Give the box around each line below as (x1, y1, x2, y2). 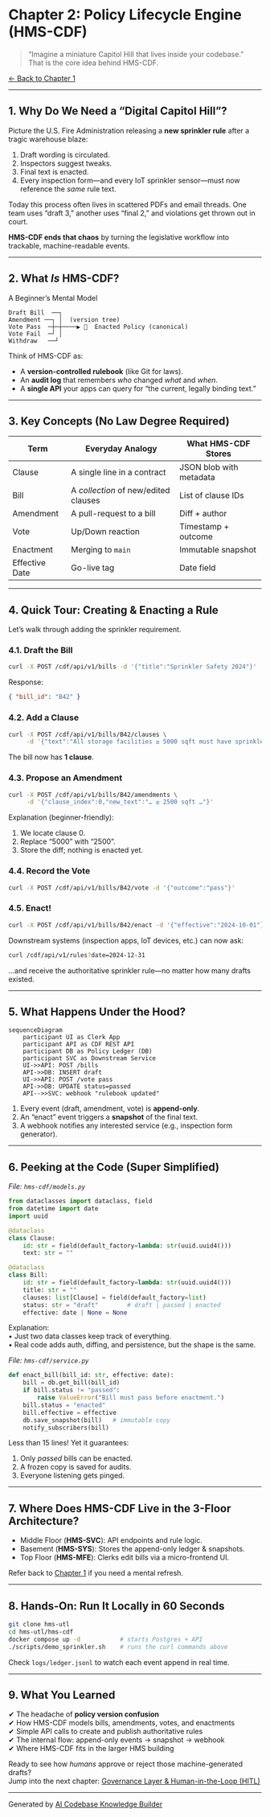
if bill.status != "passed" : (22, 1386, 121, 1395)
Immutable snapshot (179, 545, 257, 556)
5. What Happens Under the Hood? (8, 1005, 186, 1018)
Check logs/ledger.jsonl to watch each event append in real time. (8, 1657, 231, 1667)
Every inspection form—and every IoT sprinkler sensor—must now (19, 175, 240, 185)
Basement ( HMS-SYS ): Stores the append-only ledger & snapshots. (19, 1544, 245, 1554)
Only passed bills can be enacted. (19, 1453, 133, 1463)
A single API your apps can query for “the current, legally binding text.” (19, 384, 256, 393)
